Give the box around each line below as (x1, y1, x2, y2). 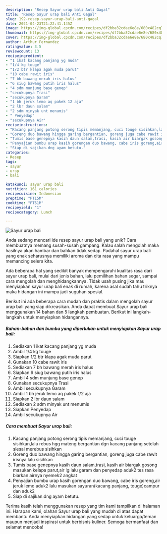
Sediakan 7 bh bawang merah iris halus (12, 365, 94, 371)
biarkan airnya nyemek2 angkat (12, 473, 77, 479)
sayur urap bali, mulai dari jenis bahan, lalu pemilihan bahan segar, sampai (5, 273, 158, 279)
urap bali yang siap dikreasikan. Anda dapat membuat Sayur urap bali (5, 304, 148, 310)
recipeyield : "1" (5, 205, 42, 210)
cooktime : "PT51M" (5, 200, 44, 206)
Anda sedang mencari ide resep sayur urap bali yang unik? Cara (5, 237, 137, 243)
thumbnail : (5, 30, 28, 35)
